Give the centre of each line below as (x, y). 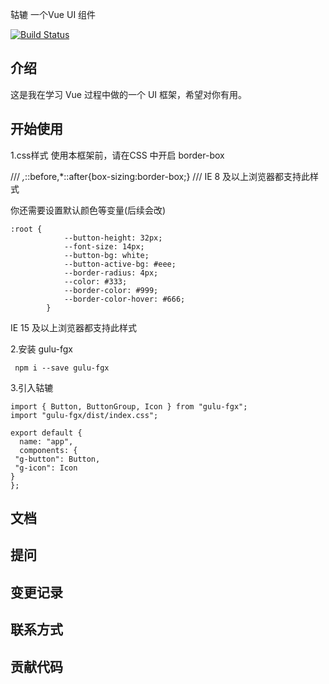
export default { (46, 433)
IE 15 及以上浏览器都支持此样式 (74, 327)
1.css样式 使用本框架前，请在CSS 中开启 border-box (117, 155)
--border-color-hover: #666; (124, 299)
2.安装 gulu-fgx (41, 349)
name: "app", (46, 441)
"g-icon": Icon (46, 468)
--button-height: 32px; (113, 238)
